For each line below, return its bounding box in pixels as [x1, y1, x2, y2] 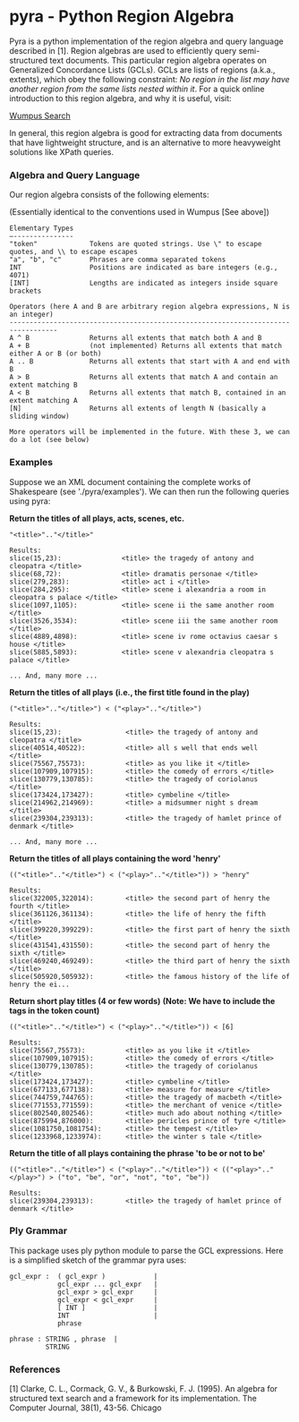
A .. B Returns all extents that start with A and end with [9, 357, 291, 366]
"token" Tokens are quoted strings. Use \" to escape [9, 240, 262, 249]
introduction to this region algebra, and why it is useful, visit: [9, 92, 232, 104]
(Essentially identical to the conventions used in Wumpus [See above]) [9, 207, 270, 217]
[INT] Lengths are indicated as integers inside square [9, 279, 278, 288]
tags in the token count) [9, 1005, 100, 1016]
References [9, 1363, 61, 1375]
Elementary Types [9, 224, 74, 234]
